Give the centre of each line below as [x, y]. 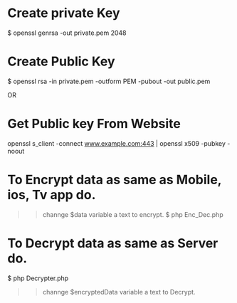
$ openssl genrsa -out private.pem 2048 [67, 33]
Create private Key [64, 13]
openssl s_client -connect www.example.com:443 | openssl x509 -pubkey [117, 143]
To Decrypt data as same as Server [113, 243]
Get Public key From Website [94, 124]
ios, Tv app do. [52, 195]
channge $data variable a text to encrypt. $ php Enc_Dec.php [133, 214]
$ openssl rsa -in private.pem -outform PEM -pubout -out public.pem [109, 81]
